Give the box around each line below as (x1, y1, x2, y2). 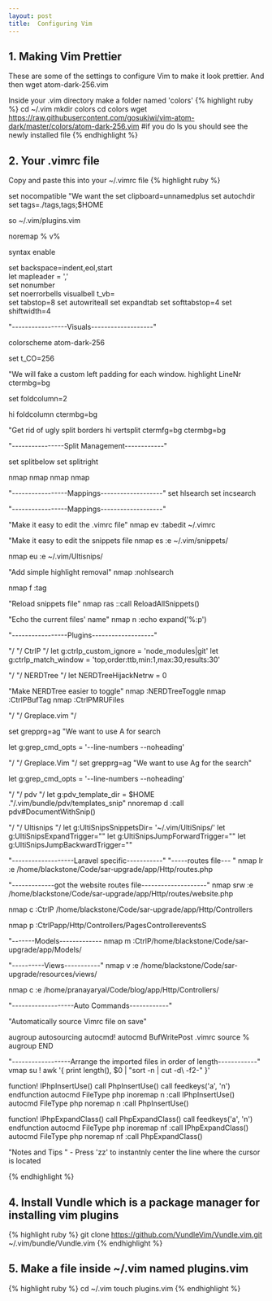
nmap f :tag (8, 583, 47, 593)
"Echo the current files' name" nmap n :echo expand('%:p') (8, 615, 207, 624)
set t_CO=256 (8, 353, 55, 363)
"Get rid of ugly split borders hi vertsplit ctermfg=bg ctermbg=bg (8, 425, 226, 436)
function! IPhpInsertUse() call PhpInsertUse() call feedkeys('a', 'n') (8, 1081, 231, 1091)
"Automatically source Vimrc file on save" (8, 1017, 148, 1027)
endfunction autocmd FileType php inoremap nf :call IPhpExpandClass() (8, 1123, 249, 1132)
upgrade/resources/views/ (8, 970, 97, 979)
